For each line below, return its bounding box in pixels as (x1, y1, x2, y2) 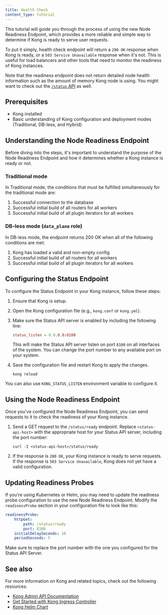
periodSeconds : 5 (14, 535, 51, 541)
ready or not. (5, 160, 32, 166)
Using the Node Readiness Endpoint (5, 395, 120, 404)
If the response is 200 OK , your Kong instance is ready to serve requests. (12, 453, 162, 459)
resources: (5, 583, 28, 590)
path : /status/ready (23, 521, 66, 527)
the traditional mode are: (5, 190, 56, 196)
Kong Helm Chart (12, 604, 49, 610)
